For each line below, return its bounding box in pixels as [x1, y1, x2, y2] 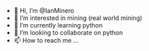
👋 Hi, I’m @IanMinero [13, 7, 74, 14]
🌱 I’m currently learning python [13, 21, 103, 29]
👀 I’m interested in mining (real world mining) [13, 14, 143, 22]
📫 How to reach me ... [13, 37, 79, 44]
